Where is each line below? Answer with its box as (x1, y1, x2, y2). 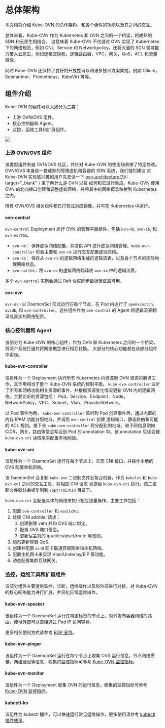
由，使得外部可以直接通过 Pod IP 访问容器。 (5, 619, 95, 625)
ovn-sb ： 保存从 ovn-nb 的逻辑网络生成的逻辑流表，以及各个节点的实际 (12, 255, 155, 261)
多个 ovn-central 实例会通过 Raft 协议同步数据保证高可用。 (5, 278, 125, 284)
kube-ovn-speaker (5, 601, 45, 607)
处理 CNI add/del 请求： (12, 514, 61, 520)
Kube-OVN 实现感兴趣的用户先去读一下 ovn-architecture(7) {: (5, 174, 128, 180)
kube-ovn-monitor (5, 670, 44, 676)
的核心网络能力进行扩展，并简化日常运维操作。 (5, 589, 100, 596)
